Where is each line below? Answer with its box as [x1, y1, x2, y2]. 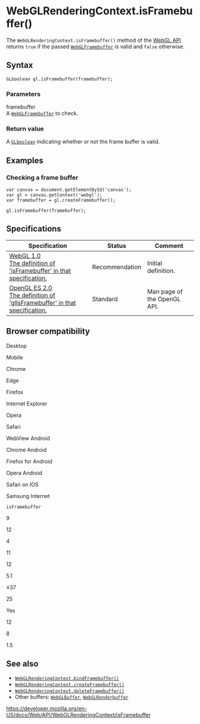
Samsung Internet [6, 492, 50, 499]
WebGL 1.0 [9, 252, 41, 260]
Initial [146, 259, 162, 267]
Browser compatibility [6, 326, 90, 336]
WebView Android [6, 434, 51, 442]
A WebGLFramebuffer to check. [6, 110, 79, 117]
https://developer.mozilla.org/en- [6, 705, 87, 712]
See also [6, 659, 39, 669]
